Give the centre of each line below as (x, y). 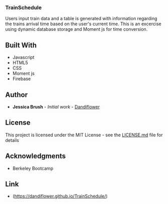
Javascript (23, 58)
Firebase (22, 79)
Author (16, 95)
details (12, 140)
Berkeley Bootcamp (33, 168)
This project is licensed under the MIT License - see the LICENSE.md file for (84, 135)
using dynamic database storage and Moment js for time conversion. (76, 29)
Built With (21, 45)
